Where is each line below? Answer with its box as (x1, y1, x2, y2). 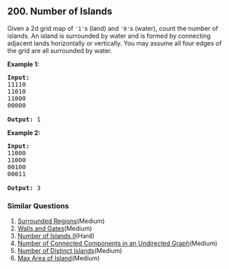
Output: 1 (7, 115, 41, 123)
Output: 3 (7, 184, 41, 191)
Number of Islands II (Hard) (17, 232, 95, 240)
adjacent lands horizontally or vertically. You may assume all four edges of (7, 38, 222, 48)
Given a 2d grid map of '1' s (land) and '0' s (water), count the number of (7, 24, 218, 32)
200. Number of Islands (7, 6, 113, 17)
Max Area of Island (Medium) (17, 254, 100, 263)
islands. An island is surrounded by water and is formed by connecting (7, 31, 211, 40)
